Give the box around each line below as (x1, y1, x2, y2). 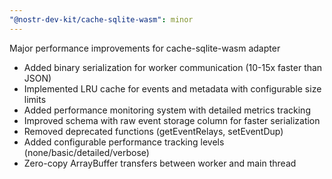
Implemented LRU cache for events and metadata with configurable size (23, 82, 322, 95)
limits (23, 93, 47, 105)
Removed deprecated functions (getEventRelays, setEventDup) (23, 125, 284, 137)
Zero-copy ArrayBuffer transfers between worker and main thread (23, 157, 297, 169)
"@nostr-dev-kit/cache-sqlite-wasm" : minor (9, 14, 194, 25)
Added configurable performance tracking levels (23, 136, 225, 148)
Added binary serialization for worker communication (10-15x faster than (23, 61, 323, 73)
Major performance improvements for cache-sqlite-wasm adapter (9, 42, 281, 54)
